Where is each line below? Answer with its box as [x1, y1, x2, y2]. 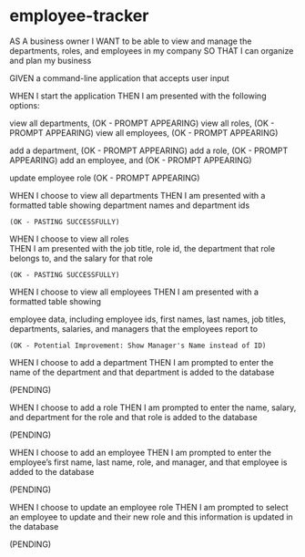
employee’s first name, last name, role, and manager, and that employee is [9, 457, 288, 468]
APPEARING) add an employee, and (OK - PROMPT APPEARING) [9, 154, 252, 165]
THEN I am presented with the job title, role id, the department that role [9, 242, 276, 253]
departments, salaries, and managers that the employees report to [9, 323, 258, 334]
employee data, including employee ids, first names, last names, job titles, [9, 314, 287, 325]
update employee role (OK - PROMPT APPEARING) [9, 172, 200, 183]
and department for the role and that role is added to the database [9, 411, 258, 422]
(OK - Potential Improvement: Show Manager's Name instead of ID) [9, 341, 267, 350]
